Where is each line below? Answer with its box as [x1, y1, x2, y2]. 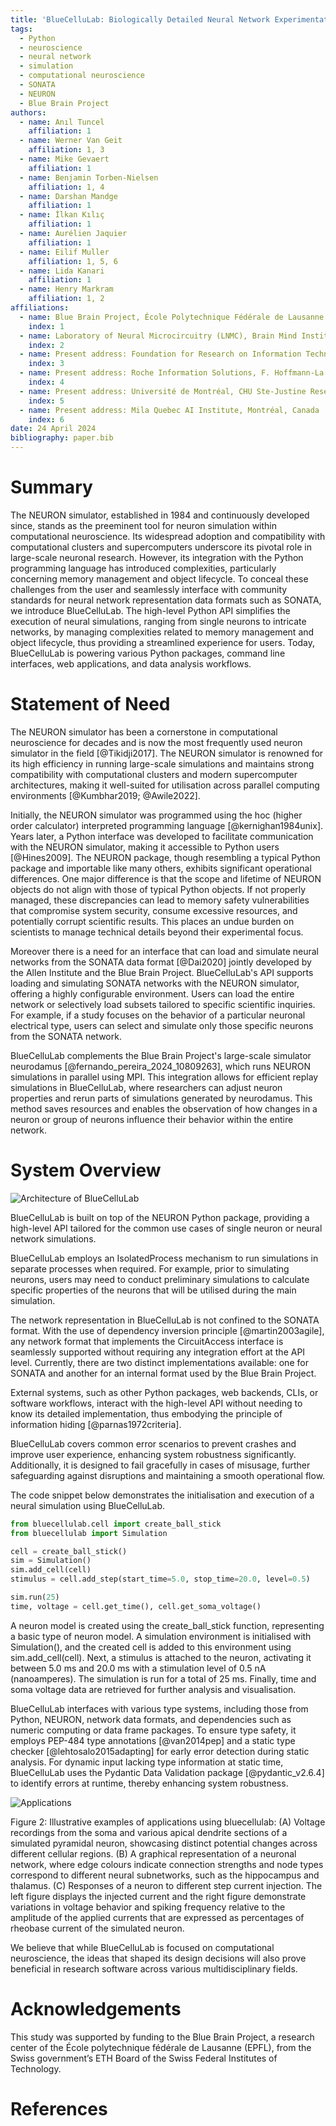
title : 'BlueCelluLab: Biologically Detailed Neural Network [10, 14, 271, 25]
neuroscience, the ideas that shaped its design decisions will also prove [10, 1952, 307, 1964]
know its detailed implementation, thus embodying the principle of [10, 1407, 283, 1420]
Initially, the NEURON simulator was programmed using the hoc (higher [10, 809, 303, 821]
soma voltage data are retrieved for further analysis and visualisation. [10, 1683, 297, 1695]
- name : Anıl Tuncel [19, 117, 105, 127]
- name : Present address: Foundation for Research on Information [19, 349, 302, 360]
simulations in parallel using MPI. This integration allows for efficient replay [10, 1071, 319, 1083]
